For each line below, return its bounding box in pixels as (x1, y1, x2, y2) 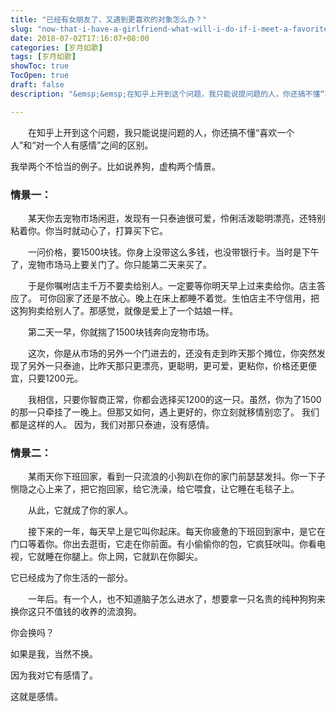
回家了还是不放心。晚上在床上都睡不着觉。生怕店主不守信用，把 (56, 292, 320, 304)
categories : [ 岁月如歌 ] (10, 42, 103, 53)
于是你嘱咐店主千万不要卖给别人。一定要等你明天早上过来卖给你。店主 (28, 279, 317, 291)
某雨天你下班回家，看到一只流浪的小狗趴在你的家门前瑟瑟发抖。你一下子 (28, 471, 326, 483)
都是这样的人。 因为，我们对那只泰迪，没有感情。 (10, 418, 215, 430)
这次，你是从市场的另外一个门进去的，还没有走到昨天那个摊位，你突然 (28, 347, 317, 359)
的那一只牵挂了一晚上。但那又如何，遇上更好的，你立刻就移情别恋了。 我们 (10, 406, 320, 418)
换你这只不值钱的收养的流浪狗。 (10, 606, 142, 618)
